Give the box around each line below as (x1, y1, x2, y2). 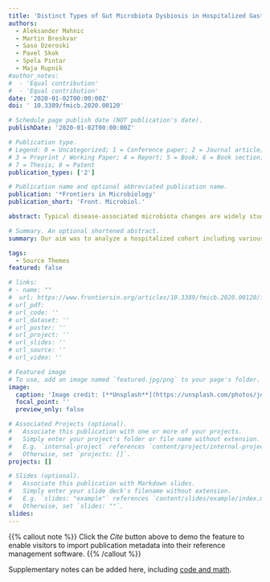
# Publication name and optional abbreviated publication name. (8, 183, 228, 191)
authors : (8, 19, 38, 27)
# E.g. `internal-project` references (8, 443, 146, 451)
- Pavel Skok (15, 49, 59, 57)
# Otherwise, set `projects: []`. (8, 450, 131, 458)
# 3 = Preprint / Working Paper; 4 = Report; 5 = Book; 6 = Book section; (8, 153, 264, 161)
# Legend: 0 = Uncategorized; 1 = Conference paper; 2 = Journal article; (8, 146, 264, 154)
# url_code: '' (8, 308, 59, 317)
